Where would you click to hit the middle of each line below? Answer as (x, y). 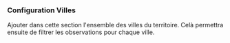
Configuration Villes (41, 10)
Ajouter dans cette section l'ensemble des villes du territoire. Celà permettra (115, 25)
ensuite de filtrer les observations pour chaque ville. (81, 32)
